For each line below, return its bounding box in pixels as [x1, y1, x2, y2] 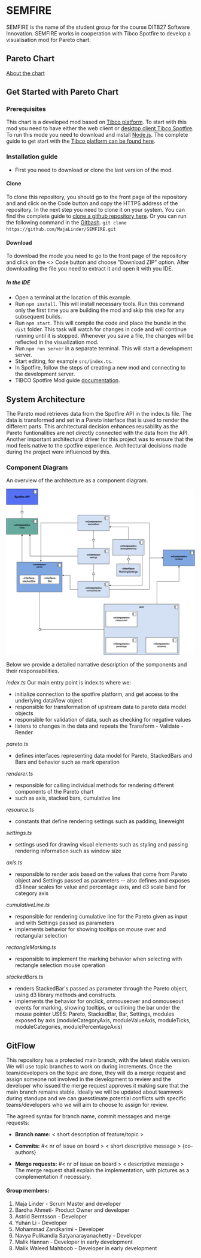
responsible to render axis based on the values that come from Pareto [14, 870, 187, 878]
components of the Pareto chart [14, 788, 94, 795]
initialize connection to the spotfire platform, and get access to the [14, 690, 179, 698]
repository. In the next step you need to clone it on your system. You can [6, 206, 185, 213]
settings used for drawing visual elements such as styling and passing [14, 841, 188, 848]
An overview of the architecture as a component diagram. [6, 477, 148, 484]
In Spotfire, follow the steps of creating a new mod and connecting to [14, 364, 186, 371]
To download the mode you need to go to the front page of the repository [6, 253, 187, 260]
